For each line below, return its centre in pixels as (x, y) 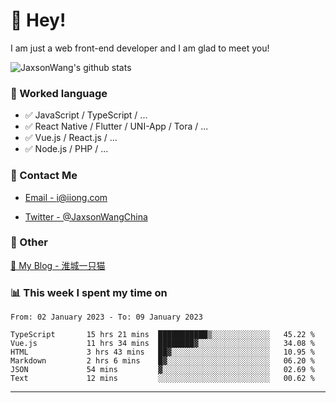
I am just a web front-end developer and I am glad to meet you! (140, 48)
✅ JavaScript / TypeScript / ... (86, 115)
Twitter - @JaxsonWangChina (86, 216)
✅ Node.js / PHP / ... (66, 149)
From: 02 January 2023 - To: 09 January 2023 (106, 317)
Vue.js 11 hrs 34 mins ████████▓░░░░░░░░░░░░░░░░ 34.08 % (162, 344)
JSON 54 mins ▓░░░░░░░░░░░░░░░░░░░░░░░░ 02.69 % (162, 370)
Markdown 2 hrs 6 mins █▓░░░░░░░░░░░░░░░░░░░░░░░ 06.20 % (162, 361)
